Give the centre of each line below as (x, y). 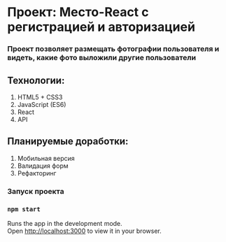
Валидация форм (43, 166)
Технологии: (36, 80)
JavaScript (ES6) (42, 104)
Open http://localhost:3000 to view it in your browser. (85, 231)
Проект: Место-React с (78, 12)
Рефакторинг (37, 173)
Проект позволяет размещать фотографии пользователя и (113, 49)
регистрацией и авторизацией (101, 27)
